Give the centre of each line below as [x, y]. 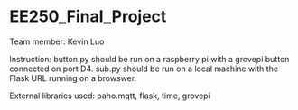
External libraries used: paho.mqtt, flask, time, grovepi [110, 96]
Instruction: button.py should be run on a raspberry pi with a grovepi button [149, 59]
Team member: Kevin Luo [57, 41]
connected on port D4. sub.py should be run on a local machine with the [144, 69]
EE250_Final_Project [88, 17]
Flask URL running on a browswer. [73, 78]
